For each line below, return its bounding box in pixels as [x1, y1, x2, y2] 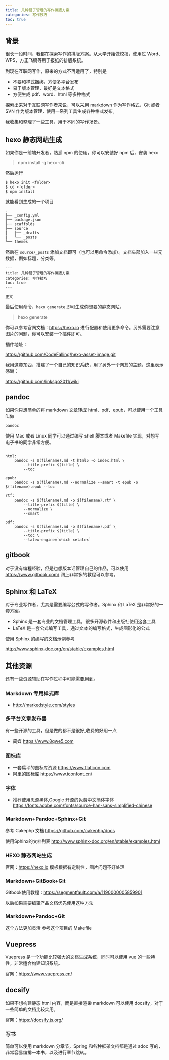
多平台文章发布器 [5, 715, 47, 722]
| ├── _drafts [5, 230, 39, 235]
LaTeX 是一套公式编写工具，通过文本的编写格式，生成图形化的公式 [12, 625, 150, 631]
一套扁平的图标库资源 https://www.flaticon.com [12, 765, 111, 771]
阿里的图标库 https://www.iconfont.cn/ [12, 771, 93, 777]
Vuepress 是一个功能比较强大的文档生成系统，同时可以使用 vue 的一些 [5, 954, 151, 960]
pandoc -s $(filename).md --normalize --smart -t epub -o [14, 480, 138, 485]
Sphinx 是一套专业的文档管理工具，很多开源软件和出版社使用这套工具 [12, 618, 156, 625]
